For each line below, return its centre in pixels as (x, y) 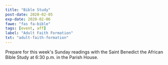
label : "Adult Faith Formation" (39, 33)
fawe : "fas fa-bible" (28, 24)
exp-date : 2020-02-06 (28, 19)
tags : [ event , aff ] (26, 28)
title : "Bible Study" (28, 10)
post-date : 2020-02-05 (29, 14)
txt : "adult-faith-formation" (37, 38)
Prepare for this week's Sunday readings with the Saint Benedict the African (84, 52)
